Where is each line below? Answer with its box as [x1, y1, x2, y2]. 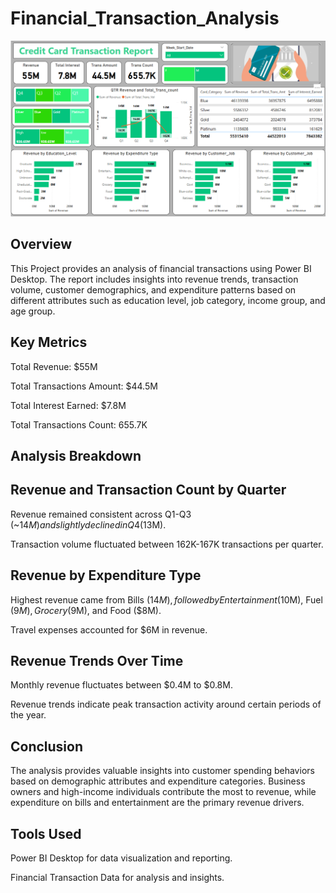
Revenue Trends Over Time [10, 653, 184, 669]
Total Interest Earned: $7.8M [10, 399, 127, 411]
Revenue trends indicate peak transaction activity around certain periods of [10, 698, 322, 711]
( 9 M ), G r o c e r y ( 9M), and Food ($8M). [10, 604, 162, 616]
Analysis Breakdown [10, 447, 142, 464]
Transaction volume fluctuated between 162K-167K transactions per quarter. [10, 538, 324, 550]
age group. [10, 305, 56, 317]
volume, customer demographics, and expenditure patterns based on [10, 283, 297, 296]
